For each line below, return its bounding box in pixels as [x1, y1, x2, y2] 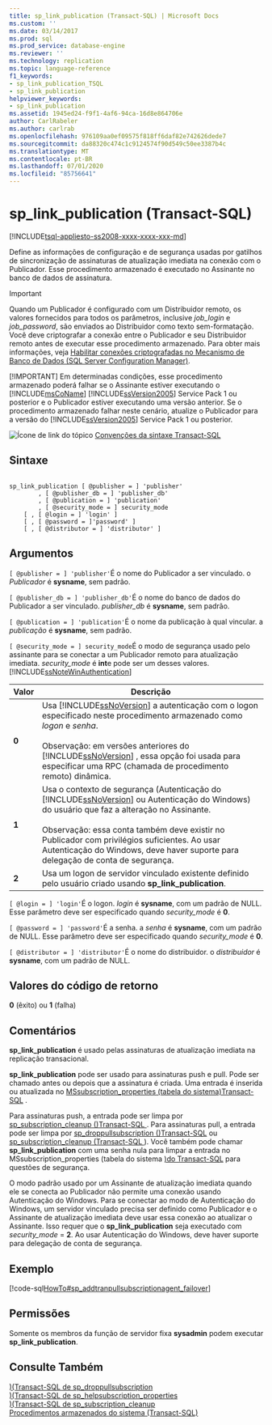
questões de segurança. [9, 1163, 90, 1173]
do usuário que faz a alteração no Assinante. [41, 804, 211, 815]
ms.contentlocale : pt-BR [9, 155, 93, 163]
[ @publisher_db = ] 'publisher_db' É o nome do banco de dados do [9, 592, 241, 602]
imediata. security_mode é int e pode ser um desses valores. [9, 658, 210, 668]
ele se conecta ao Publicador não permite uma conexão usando [9, 1187, 221, 1197]
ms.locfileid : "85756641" [9, 170, 96, 178]
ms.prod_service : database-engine [9, 42, 126, 50]
